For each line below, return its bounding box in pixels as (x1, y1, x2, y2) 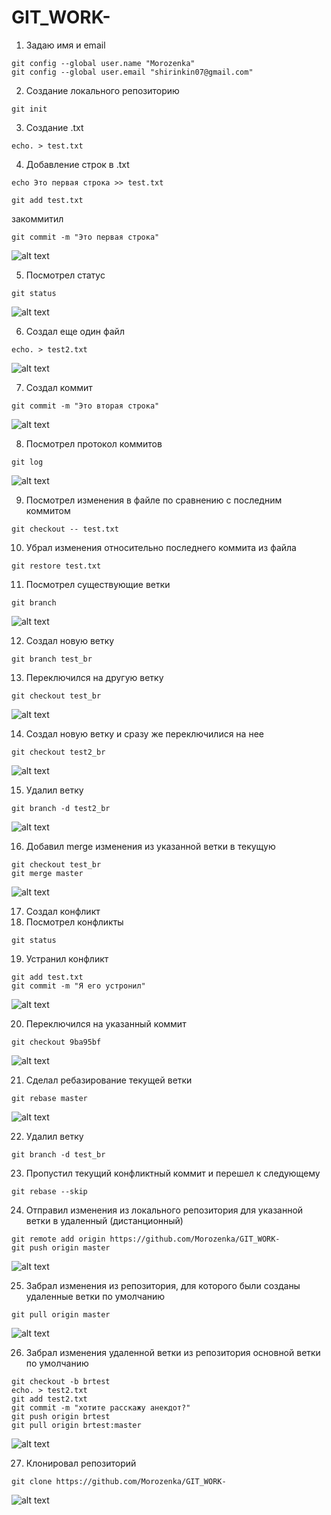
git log (11, 457, 44, 467)
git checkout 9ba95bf (11, 1037, 102, 1047)
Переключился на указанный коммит (25, 1017, 187, 1030)
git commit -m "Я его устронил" (11, 981, 146, 991)
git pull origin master (11, 1309, 111, 1320)
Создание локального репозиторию (25, 84, 180, 96)
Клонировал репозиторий (25, 1457, 137, 1469)
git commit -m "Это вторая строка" (11, 401, 160, 411)
